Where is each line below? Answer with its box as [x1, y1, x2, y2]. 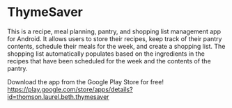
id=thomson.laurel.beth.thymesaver [7, 92, 109, 101]
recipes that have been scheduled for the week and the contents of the [7, 56, 211, 65]
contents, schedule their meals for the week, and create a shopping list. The [7, 42, 226, 50]
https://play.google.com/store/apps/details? [7, 85, 134, 93]
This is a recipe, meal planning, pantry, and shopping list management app [7, 27, 222, 36]
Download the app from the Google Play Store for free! [7, 77, 164, 86]
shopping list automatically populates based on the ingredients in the [7, 49, 206, 58]
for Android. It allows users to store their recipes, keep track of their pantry [7, 34, 222, 43]
